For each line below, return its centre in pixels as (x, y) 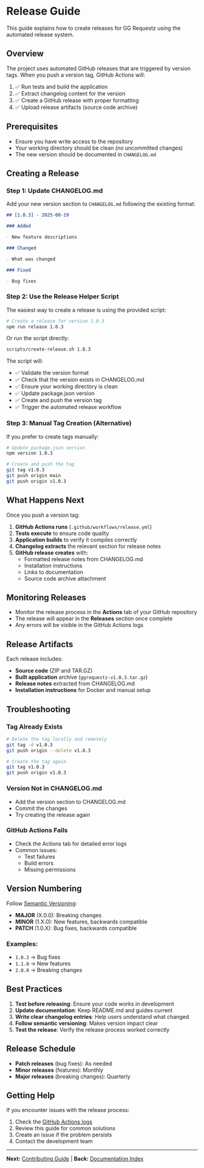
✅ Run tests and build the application (61, 86)
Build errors (39, 863)
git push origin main (34, 476)
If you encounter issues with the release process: (68, 1110)
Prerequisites (32, 127)
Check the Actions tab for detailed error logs (71, 844)
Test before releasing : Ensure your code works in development (94, 1004)
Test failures (40, 856)
